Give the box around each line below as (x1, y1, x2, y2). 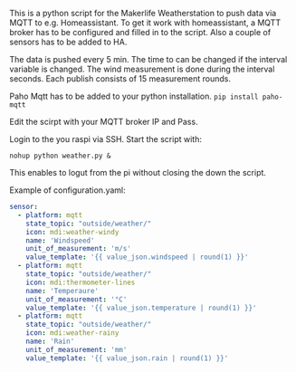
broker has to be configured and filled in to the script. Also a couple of (9, 27, 272, 37)
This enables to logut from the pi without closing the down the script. (9, 167, 267, 177)
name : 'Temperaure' (25, 286, 100, 295)
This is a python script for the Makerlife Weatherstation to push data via (9, 8, 277, 18)
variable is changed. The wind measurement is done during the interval (9, 63, 275, 74)
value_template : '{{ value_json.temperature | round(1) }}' (25, 303, 257, 312)
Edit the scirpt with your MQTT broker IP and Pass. (9, 117, 198, 127)
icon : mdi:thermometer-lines (25, 278, 136, 287)
